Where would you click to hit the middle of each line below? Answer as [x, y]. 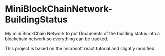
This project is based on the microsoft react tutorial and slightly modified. [80, 48]
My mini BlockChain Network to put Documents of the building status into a [83, 33]
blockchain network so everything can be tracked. [57, 39]
